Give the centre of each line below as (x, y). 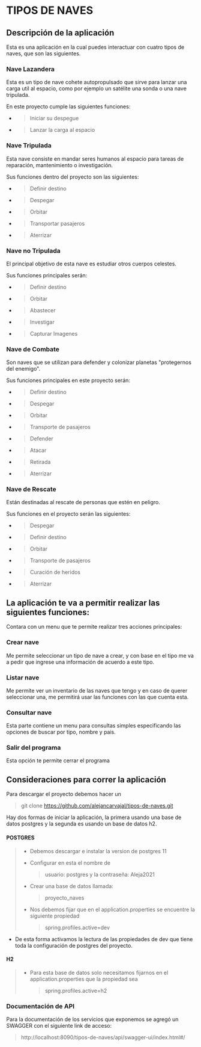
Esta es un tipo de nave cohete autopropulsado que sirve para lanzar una (97, 82)
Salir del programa (34, 748)
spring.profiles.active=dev (77, 927)
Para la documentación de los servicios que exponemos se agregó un (92, 1019)
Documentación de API (40, 1006)
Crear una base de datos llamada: (72, 886)
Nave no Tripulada (34, 250)
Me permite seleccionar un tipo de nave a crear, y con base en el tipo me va (100, 655)
